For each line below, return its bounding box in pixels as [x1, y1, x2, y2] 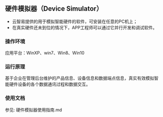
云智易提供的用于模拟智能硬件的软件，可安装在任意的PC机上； [12, 19, 138, 24]
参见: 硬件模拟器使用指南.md [5, 107, 62, 113]
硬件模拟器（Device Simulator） [5, 4, 103, 13]
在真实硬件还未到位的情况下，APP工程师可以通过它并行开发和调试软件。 [12, 24, 157, 30]
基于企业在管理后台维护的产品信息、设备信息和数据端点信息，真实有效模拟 [5, 75, 154, 81]
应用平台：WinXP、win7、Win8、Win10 [5, 50, 85, 56]
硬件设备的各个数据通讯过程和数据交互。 [9, 81, 91, 87]
